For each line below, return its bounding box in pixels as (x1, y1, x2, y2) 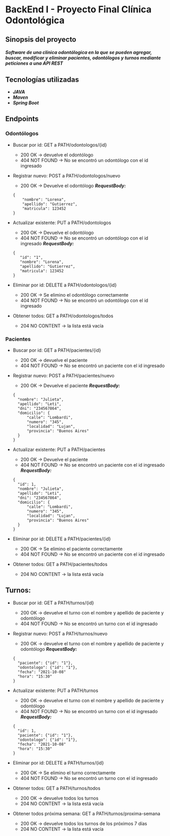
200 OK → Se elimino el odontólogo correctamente (20, 292, 128, 298)
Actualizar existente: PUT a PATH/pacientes (12, 446, 105, 452)
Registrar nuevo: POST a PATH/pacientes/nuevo (12, 372, 115, 378)
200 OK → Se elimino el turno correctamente (20, 770, 116, 776)
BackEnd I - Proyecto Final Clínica (5, 4, 152, 15)
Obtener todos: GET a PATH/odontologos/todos (12, 313, 114, 319)
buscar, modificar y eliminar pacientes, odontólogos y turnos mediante (5, 55, 161, 61)
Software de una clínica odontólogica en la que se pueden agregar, (5, 49, 153, 56)
